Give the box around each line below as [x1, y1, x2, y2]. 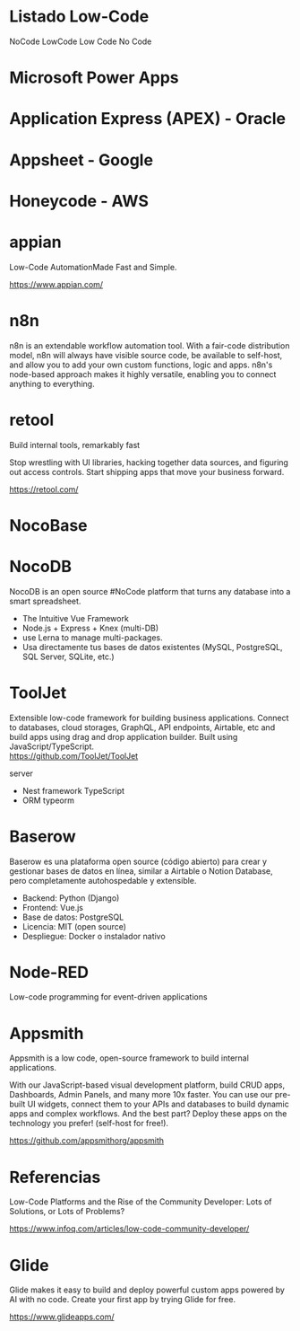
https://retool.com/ [9, 483, 79, 495]
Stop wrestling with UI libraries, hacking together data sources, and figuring [9, 456, 289, 468]
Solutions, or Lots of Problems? [9, 1206, 125, 1217]
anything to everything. [9, 378, 96, 389]
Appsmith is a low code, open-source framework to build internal [9, 1053, 249, 1063]
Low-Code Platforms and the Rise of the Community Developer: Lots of [9, 1196, 272, 1207]
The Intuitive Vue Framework [21, 613, 130, 623]
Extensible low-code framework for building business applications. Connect [9, 712, 289, 723]
